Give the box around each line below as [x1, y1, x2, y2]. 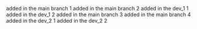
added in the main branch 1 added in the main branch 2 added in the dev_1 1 [6, 5, 189, 12]
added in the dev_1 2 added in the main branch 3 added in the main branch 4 [6, 11, 191, 18]
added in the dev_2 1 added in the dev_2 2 [6, 17, 108, 24]
